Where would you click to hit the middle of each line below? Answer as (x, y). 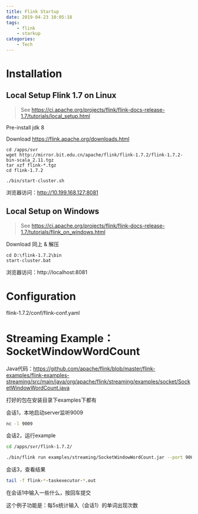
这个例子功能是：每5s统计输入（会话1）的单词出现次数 (72, 505)
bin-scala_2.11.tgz (30, 160)
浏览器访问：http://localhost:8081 (47, 272)
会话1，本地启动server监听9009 (45, 412)
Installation (34, 74)
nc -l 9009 (19, 424)
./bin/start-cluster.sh (35, 181)
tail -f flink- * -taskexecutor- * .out (51, 481)
